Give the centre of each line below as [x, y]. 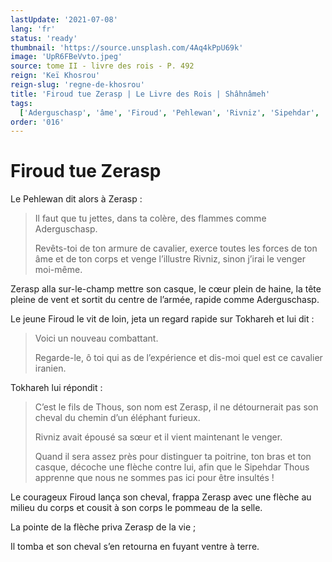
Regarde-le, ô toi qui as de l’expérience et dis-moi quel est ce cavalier [178, 358]
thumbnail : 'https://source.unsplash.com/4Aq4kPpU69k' [127, 47]
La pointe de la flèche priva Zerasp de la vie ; [103, 527]
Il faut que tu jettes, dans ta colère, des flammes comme [150, 218]
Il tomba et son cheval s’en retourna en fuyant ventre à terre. [135, 547]
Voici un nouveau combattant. [96, 338]
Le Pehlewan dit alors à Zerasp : [76, 199]
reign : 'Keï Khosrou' [55, 76]
